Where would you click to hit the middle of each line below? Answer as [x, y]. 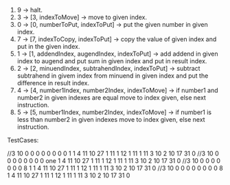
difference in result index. [53, 83]
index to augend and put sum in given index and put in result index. [112, 61]
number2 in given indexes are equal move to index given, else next [111, 98]
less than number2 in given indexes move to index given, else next [111, 119]
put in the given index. [48, 46]
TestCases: [23, 140]
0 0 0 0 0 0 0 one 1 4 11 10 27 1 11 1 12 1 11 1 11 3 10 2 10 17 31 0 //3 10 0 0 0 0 [114, 161]
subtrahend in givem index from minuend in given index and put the [113, 76]
